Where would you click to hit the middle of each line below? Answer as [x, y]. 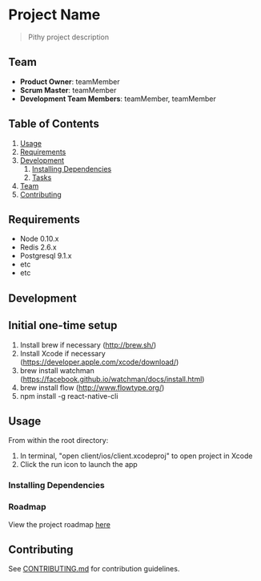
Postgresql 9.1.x [46, 256]
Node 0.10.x [39, 239]
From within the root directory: [58, 441]
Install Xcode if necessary [62, 353]
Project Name [54, 15]
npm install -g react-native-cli [69, 396]
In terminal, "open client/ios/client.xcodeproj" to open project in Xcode [136, 456]
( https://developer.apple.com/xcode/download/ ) [99, 362]
